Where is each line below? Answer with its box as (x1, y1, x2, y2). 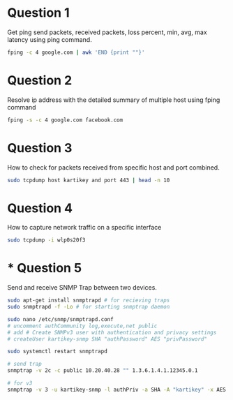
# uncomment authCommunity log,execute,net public (7, 323, 158, 329)
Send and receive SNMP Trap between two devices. (7, 283, 157, 292)
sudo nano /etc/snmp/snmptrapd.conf (7, 316, 114, 323)
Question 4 (7, 200, 73, 216)
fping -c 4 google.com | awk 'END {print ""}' (7, 49, 145, 56)
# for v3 (7, 380, 33, 387)
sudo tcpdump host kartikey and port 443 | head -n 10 (7, 177, 170, 184)
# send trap (7, 361, 42, 368)
